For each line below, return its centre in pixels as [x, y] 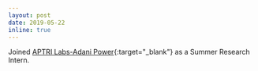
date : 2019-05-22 [37, 23]
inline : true [30, 30]
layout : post [30, 15]
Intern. [19, 60]
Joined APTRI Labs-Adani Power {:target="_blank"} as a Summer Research [129, 52]
